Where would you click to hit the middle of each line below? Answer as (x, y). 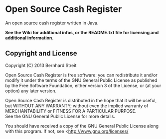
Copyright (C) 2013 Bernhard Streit (41, 65)
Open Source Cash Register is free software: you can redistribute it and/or (82, 75)
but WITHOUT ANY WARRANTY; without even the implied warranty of (77, 106)
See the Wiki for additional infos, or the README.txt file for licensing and (82, 32)
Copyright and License (41, 53)
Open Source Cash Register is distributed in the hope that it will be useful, (81, 100)
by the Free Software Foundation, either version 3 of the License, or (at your (83, 85)
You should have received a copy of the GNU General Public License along (82, 126)
